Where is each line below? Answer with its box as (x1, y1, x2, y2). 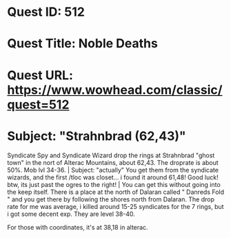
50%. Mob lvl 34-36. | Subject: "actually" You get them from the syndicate (7, 166, 219, 174)
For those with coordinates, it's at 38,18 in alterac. (7, 223, 148, 231)
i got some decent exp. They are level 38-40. (7, 210, 136, 218)
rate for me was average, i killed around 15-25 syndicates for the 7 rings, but (7, 202, 224, 210)
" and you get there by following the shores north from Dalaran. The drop (7, 195, 215, 204)
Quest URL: (7, 67, 74, 83)
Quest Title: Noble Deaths (7, 36, 159, 52)
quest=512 (7, 97, 70, 112)
